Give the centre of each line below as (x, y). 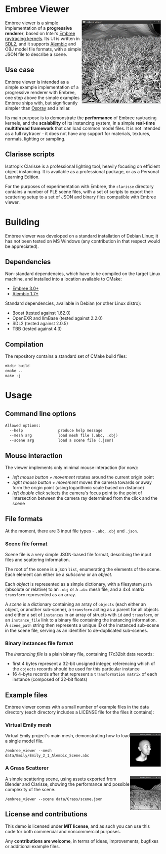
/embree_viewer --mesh (28, 751)
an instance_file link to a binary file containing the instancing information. (81, 620)
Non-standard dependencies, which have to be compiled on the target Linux (83, 274)
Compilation (24, 344)
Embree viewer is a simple (32, 23)
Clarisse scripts (30, 154)
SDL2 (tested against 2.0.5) (40, 324)
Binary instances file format (39, 643)
